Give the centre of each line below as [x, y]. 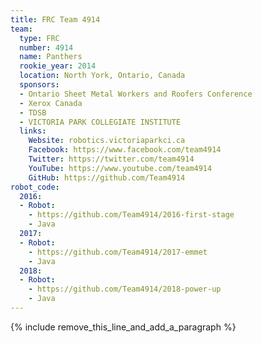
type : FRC [39, 38]
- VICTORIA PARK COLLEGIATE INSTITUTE [100, 122]
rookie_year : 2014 [58, 66]
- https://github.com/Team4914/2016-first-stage [131, 215]
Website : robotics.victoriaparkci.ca [107, 141]
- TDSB [33, 112]
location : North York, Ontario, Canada [102, 76]
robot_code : [35, 187]
